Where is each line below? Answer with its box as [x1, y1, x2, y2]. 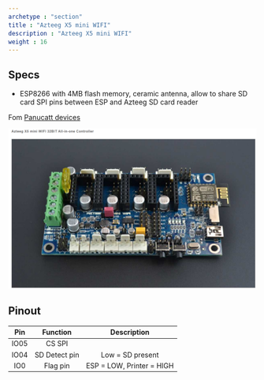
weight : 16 [8, 38, 47, 46]
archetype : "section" [8, 13, 83, 21]
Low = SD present [101, 350, 159, 359]
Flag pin [43, 360, 70, 371]
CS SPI [46, 339, 69, 348]
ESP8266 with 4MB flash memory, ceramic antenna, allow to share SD [19, 89, 248, 99]
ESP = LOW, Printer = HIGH [85, 360, 174, 371]
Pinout [8, 304, 42, 318]
